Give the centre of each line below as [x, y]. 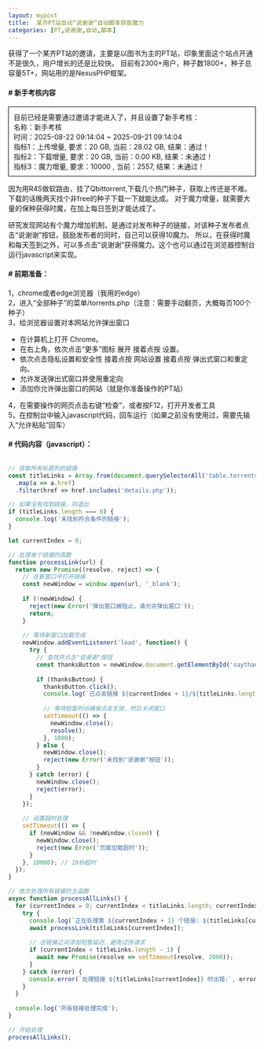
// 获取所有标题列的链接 [43, 468]
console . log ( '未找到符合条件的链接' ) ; [73, 519]
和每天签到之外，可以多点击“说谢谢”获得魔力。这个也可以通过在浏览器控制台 [132, 244]
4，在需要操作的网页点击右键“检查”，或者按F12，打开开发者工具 [112, 405]
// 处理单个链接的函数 [40, 555]
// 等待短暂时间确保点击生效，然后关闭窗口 [104, 709]
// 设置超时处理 [45, 819]
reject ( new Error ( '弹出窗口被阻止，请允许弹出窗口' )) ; [112, 606]
